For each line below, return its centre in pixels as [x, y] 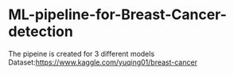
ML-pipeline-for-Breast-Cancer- [117, 15]
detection [41, 32]
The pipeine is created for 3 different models [82, 53]
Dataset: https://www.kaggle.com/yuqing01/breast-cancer [103, 62]
